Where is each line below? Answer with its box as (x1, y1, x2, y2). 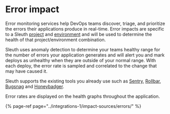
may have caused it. (5, 68, 47, 74)
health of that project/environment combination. (5, 37, 106, 43)
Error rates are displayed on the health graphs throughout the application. (5, 93, 160, 99)
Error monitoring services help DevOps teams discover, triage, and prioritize (5, 20, 165, 26)
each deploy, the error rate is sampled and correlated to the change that (5, 63, 157, 69)
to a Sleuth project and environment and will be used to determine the (5, 31, 152, 37)
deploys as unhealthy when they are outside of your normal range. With (5, 57, 156, 63)
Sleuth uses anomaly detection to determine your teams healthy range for (5, 46, 160, 52)
